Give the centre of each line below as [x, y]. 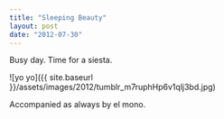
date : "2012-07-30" [46, 34]
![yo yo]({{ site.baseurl [51, 78]
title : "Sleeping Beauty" [58, 18]
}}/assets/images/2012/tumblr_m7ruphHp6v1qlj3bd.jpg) [113, 87]
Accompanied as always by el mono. [78, 105]
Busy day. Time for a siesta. [61, 60]
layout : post [34, 26]
